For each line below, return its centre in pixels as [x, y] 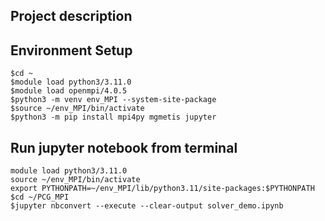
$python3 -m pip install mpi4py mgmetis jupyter [113, 117]
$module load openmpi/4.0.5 [69, 91]
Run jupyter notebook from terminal [124, 147]
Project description [71, 16]
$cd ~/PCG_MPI [40, 197]
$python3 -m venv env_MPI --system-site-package [113, 100]
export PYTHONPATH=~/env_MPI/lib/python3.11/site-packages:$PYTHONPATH [162, 189]
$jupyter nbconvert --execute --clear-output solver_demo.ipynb [147, 206]
